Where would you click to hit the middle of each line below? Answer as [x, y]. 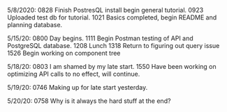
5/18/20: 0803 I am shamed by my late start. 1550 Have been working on [112, 66]
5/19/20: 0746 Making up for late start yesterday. [78, 87]
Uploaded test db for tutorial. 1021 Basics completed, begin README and [112, 17]
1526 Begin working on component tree [64, 53]
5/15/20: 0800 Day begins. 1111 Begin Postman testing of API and [100, 38]
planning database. [35, 25]
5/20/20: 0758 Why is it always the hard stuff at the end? [89, 101]
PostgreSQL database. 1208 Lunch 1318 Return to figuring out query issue [113, 46]
